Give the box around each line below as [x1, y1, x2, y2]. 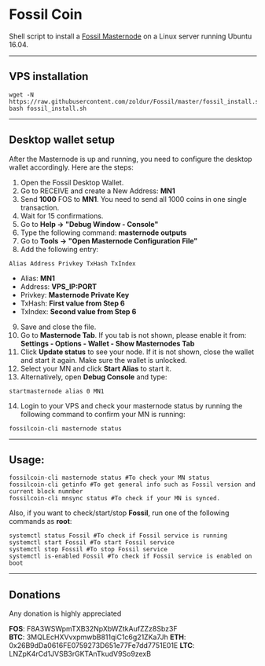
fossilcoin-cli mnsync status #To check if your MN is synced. [9, 495, 221, 503]
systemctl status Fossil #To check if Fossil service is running [9, 532, 227, 540]
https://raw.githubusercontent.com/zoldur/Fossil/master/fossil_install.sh [9, 97, 263, 105]
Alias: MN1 [20, 273, 56, 283]
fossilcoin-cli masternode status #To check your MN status [9, 474, 211, 482]
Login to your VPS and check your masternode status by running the [20, 401, 243, 410]
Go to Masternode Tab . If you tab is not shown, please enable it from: [20, 330, 247, 339]
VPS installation [9, 70, 89, 83]
